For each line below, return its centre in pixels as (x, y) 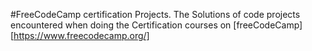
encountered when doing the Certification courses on (121, 25)
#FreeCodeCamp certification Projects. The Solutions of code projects (155, 14)
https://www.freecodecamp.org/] (81, 35)
